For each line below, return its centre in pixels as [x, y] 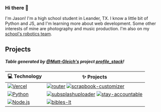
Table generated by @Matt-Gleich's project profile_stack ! [65, 62]
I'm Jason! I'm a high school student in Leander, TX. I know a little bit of [77, 19]
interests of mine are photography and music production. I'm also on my [77, 29]
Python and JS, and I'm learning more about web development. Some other [80, 23]
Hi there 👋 [17, 8]
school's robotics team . [28, 34]
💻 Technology [25, 76]
